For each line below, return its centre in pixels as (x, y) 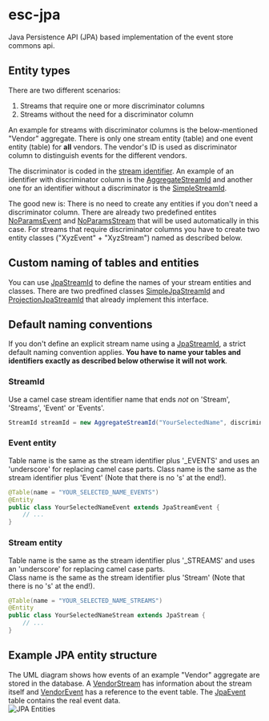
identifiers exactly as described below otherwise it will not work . (118, 361)
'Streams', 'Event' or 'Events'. (57, 408)
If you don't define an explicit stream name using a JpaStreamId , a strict (127, 344)
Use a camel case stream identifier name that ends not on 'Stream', (119, 399)
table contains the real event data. (64, 700)
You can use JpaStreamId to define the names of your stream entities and (130, 282)
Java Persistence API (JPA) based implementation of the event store (121, 37)
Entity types (39, 71)
